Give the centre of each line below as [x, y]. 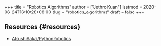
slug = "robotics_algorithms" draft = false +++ [98, 12]
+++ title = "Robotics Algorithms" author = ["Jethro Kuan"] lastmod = [73, 7]
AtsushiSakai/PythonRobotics [41, 38]
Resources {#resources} [43, 27]
